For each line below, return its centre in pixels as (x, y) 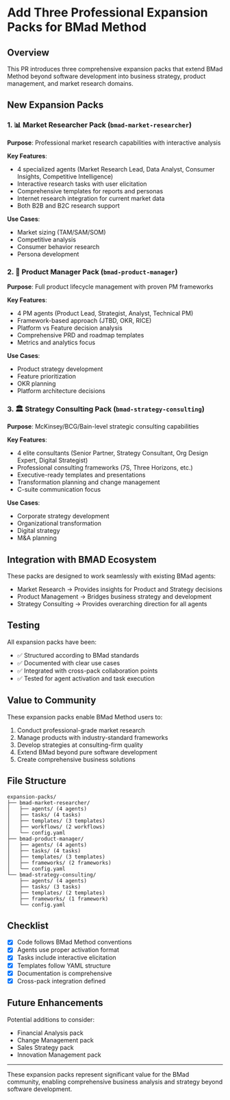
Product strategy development (60, 369)
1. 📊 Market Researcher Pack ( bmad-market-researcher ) (100, 125)
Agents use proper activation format (68, 950)
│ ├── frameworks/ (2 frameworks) (59, 863)
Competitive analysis (47, 239)
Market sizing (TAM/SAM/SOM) (61, 232)
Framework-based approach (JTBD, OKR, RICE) (84, 320)
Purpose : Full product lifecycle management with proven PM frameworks (110, 287)
